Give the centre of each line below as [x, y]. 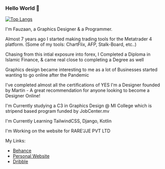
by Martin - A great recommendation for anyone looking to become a [77, 90]
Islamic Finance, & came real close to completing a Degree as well [75, 60]
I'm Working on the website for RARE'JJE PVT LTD [58, 131]
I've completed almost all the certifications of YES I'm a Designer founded [83, 85]
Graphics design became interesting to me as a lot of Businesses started [81, 70]
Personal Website [31, 156]
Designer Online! [23, 96]
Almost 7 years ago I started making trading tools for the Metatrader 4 [79, 39]
